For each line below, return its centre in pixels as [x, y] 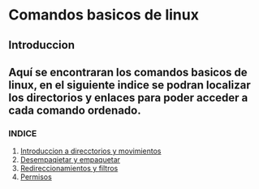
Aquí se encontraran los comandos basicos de [128, 72]
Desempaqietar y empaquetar [70, 160]
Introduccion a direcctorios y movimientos [91, 151]
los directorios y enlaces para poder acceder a [128, 98]
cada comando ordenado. [75, 110]
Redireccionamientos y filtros [69, 169]
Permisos [36, 177]
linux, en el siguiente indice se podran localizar [129, 85]
